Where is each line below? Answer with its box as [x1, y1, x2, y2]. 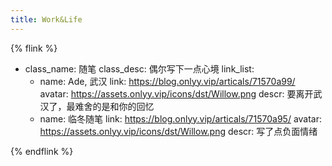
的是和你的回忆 [92, 100, 155, 112]
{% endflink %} [10, 145, 74, 157]
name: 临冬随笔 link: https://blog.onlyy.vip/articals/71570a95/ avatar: [39, 112, 323, 125]
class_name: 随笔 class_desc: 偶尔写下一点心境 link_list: [24, 62, 255, 75]
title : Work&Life [10, 14, 83, 25]
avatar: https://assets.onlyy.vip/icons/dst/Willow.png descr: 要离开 [39, 87, 314, 100]
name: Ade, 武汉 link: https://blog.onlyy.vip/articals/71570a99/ [39, 75, 296, 87]
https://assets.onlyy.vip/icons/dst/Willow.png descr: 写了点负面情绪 [39, 125, 318, 137]
